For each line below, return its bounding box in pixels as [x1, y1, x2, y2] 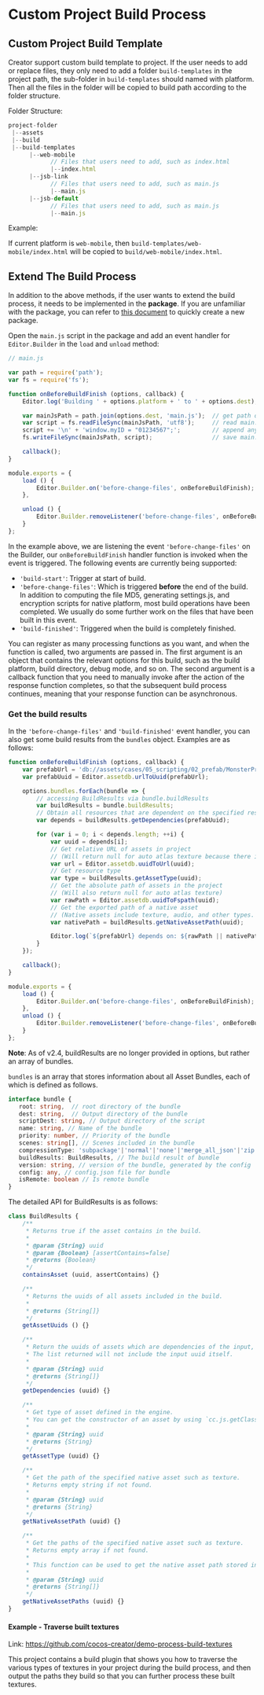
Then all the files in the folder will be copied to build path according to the [8, 83, 247, 92]
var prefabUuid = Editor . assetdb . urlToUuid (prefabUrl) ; [22, 773, 210, 781]
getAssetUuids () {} [22, 1322, 90, 1329]
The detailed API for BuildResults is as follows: [8, 1197, 159, 1207]
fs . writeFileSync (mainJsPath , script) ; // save [22, 434, 237, 442]
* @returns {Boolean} [25, 1256, 97, 1264]
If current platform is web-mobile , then [8, 238, 130, 248]
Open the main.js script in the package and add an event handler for [8, 331, 230, 340]
